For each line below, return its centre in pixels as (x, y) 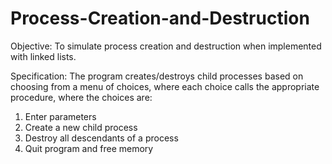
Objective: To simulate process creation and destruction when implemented (166, 46)
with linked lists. (43, 56)
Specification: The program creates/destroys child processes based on (157, 76)
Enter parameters (60, 116)
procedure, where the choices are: (81, 97)
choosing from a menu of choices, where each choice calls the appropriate (165, 86)
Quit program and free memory (89, 148)
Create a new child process (81, 127)
